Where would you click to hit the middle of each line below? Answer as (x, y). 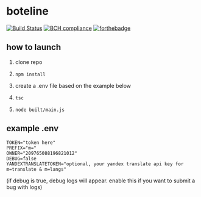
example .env (33, 128)
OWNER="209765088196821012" (42, 153)
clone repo (29, 62)
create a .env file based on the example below (73, 85)
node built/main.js (40, 110)
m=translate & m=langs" (37, 169)
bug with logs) (24, 187)
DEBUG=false (21, 159)
